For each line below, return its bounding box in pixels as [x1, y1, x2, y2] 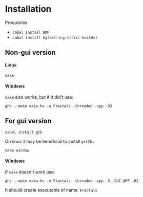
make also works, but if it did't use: [5, 94, 73, 100]
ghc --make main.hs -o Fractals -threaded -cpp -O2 [5, 104, 112, 109]
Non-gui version [5, 48, 56, 57]
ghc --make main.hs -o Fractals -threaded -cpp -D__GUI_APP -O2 [5, 178, 139, 183]
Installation [5, 3, 52, 15]
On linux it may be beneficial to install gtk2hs [5, 138, 95, 144]
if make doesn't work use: [5, 169, 55, 175]
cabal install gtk [5, 130, 42, 135]
